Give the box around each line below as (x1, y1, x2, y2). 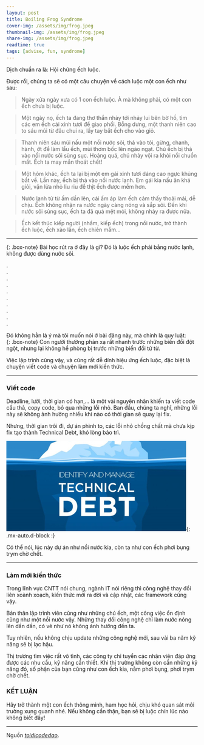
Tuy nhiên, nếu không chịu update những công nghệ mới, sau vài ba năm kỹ (6, 634, 196, 642)
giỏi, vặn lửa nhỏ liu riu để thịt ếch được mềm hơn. (21, 183, 147, 190)
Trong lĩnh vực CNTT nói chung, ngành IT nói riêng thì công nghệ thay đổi (6, 585, 191, 592)
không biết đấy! (6, 714, 46, 721)
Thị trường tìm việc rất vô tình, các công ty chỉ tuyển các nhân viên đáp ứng (6, 652, 196, 660)
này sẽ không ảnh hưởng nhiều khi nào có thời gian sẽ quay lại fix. (6, 411, 171, 418)
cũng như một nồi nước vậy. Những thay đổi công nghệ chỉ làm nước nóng (6, 616, 192, 623)
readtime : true (6, 42, 45, 48)
